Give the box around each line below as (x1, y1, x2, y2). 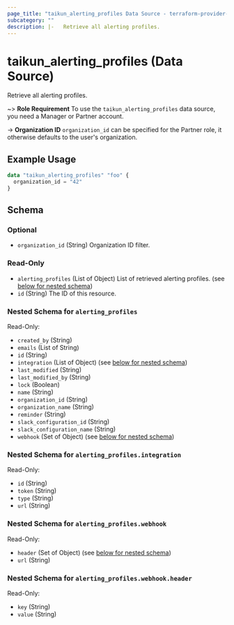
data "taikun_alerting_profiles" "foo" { (7, 172, 130, 179)
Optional (7, 225, 37, 235)
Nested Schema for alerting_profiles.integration (7, 450, 182, 459)
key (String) (17, 602, 51, 611)
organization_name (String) (17, 403, 94, 411)
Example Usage (7, 153, 77, 165)
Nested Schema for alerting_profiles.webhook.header (7, 573, 193, 583)
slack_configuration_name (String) (17, 425, 116, 434)
